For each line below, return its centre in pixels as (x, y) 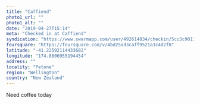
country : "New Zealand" (36, 78)
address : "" (21, 61)
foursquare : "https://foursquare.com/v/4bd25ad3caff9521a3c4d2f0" (90, 45)
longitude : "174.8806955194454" (46, 56)
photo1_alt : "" (25, 23)
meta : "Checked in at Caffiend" (46, 34)
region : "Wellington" (33, 73)
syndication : (22, 39)
